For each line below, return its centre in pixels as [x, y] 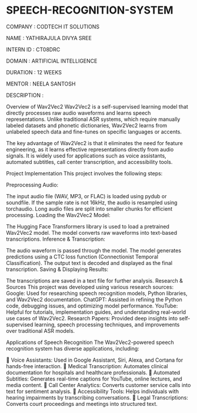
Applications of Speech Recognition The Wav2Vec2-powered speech [90, 342]
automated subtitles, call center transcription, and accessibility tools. [89, 162]
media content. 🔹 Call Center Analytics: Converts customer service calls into [98, 385]
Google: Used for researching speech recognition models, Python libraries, [97, 293]
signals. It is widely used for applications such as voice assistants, [86, 155]
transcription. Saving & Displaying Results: [57, 269]
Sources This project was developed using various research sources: [90, 287]
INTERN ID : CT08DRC [33, 49]
